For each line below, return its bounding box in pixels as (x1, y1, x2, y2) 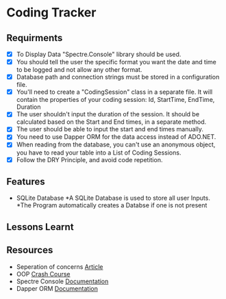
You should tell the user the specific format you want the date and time (16, 58, 216, 66)
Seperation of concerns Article (16, 262, 103, 271)
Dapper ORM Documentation (16, 284, 99, 292)
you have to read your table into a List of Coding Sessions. (16, 148, 181, 157)
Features (6, 176, 45, 187)
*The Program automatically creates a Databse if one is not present (16, 201, 208, 209)
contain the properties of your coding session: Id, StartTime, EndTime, (16, 96, 215, 104)
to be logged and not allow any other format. (16, 66, 142, 74)
